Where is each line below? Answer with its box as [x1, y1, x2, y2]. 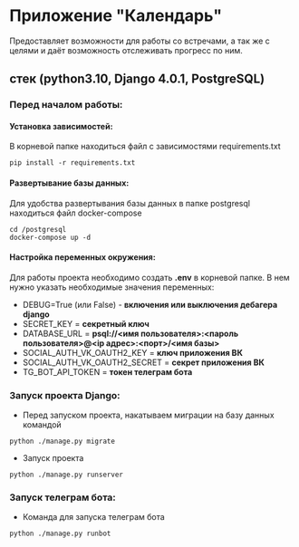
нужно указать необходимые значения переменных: [9, 282, 215, 293]
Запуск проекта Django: [9, 389, 121, 401]
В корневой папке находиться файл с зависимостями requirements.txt [9, 141, 281, 152]
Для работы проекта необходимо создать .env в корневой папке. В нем [9, 272, 290, 283]
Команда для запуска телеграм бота [22, 512, 165, 523]
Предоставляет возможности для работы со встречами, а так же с [9, 35, 270, 46]
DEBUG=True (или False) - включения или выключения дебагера [22, 299, 278, 310]
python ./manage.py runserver [9, 470, 124, 480]
